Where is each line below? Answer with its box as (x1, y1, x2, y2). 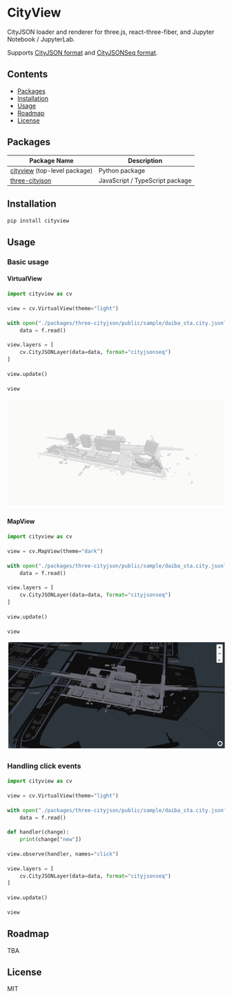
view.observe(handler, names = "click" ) (7, 850, 119, 858)
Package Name (29, 157, 74, 165)
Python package (98, 167, 146, 175)
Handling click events (7, 761, 81, 771)
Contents (7, 68, 48, 80)
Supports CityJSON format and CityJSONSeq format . (7, 48, 158, 57)
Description (127, 157, 163, 165)
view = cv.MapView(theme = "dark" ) (7, 547, 104, 554)
